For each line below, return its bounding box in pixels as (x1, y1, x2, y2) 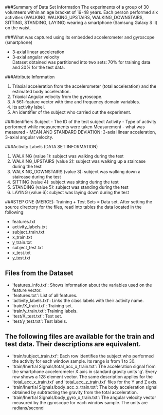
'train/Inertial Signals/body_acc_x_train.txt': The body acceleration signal (12, 384, 158, 390)
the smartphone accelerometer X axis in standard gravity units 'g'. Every (12, 368, 157, 375)
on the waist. (5, 25, 31, 31)
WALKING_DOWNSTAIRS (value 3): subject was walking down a (12, 169, 141, 175)
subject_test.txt (12, 245, 43, 250)
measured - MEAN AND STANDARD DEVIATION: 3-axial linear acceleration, (5, 129, 157, 135)
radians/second (12, 405, 44, 411)
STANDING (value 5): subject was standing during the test (12, 184, 129, 190)
